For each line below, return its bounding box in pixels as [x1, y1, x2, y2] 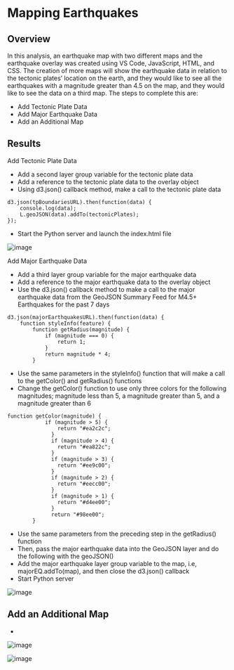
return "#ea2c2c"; [57, 425, 111, 432]
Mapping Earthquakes [7, 5, 139, 21]
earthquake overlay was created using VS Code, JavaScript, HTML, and [7, 59, 215, 67]
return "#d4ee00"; [57, 498, 111, 505]
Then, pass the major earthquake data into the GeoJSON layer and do [17, 544, 219, 553]
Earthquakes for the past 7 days [17, 300, 110, 309]
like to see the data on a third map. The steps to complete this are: [7, 89, 198, 97]
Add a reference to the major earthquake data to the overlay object [17, 278, 211, 286]
